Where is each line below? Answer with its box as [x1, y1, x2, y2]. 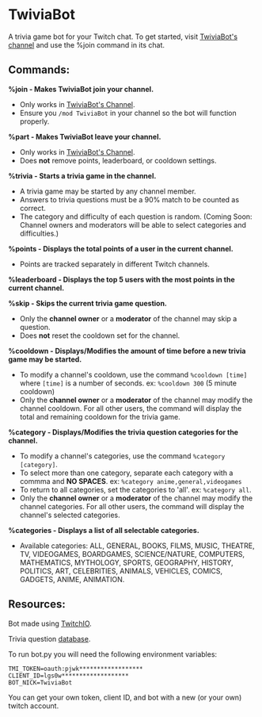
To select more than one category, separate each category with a [19, 468, 234, 477]
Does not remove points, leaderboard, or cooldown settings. [19, 155, 217, 165]
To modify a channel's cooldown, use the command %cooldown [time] [19, 370, 248, 379]
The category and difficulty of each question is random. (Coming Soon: [19, 212, 253, 221]
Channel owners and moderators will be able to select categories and [19, 220, 247, 229]
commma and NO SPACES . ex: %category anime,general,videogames [19, 476, 243, 485]
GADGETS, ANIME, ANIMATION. [19, 574, 125, 584]
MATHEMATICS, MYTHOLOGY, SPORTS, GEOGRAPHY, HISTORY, [19, 558, 234, 567]
